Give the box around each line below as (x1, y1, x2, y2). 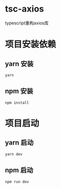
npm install (5, 100, 29, 105)
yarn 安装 (5, 60, 34, 68)
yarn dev (5, 152, 23, 157)
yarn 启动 (5, 139, 34, 147)
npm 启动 (5, 166, 33, 174)
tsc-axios (5, 3, 45, 15)
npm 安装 (5, 87, 33, 95)
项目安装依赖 (5, 39, 57, 50)
